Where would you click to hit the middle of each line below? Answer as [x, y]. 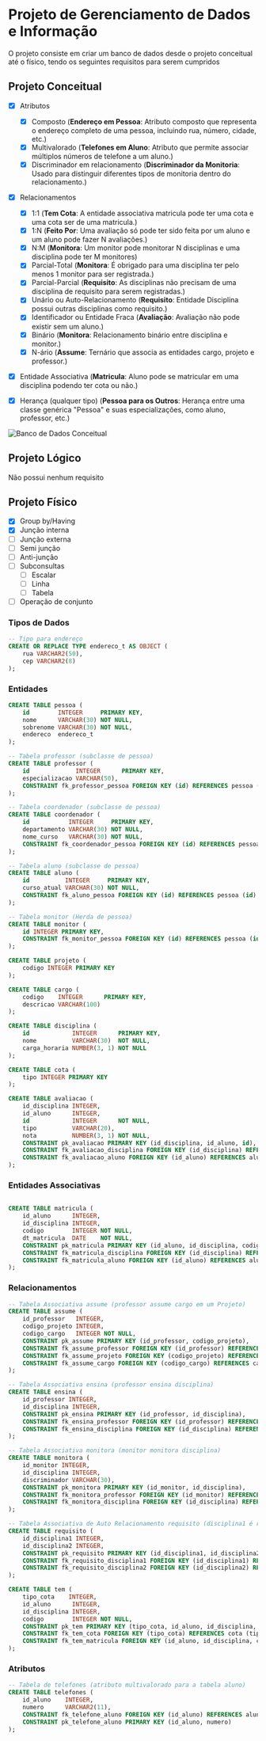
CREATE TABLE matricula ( [51, 1209]
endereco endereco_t [58, 735]
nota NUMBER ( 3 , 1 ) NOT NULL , [86, 1135]
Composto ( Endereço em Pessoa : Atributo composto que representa [144, 121]
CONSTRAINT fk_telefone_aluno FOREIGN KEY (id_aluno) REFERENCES [133, 1714]
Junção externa [45, 539]
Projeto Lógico [45, 458]
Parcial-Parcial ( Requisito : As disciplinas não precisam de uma [134, 283]
